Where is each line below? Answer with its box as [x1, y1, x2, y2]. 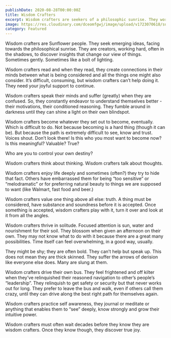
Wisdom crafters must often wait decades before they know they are [5, 322, 149, 328]
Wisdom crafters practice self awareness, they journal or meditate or [5, 301, 150, 307]
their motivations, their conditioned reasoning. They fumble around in [5, 103, 151, 110]
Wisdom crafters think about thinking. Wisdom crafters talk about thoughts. [5, 160, 163, 166]
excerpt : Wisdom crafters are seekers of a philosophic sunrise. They [5, 17, 158, 22]
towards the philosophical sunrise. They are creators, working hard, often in [5, 46, 164, 52]
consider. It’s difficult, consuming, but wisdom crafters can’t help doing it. [5, 77, 159, 84]
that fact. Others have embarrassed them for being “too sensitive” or [5, 175, 149, 181]
